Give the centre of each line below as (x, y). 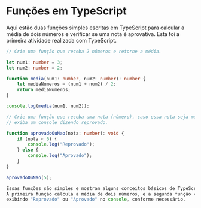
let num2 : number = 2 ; (34, 68)
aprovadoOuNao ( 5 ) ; (29, 177)
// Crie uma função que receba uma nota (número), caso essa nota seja (97, 117)
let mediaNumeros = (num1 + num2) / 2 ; (67, 84)
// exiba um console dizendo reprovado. (57, 122)
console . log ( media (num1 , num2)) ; (48, 106)
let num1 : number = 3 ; (34, 62)
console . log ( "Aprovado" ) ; (60, 156)
